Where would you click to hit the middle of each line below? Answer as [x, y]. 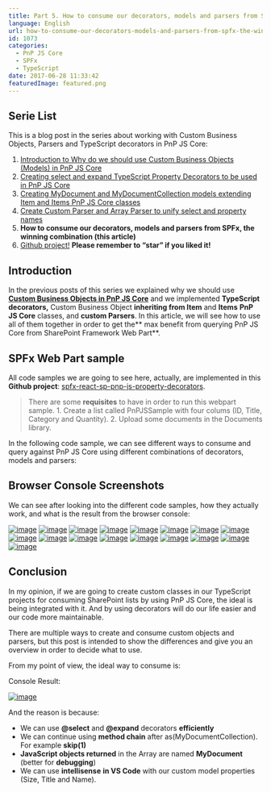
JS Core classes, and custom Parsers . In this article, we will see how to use [134, 316]
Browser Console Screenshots [86, 486]
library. [40, 427]
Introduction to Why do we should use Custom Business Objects [127, 160]
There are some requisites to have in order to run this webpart [132, 402]
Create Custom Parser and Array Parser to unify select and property [133, 211]
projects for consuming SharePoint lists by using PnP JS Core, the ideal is [131, 600]
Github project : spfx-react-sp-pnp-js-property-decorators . [107, 386]
